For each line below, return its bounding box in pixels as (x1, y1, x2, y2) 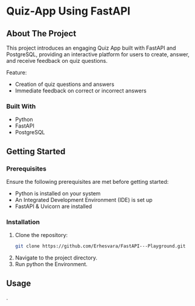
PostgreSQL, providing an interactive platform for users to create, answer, (6, 51, 190, 58)
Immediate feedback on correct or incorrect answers (14, 87, 147, 94)
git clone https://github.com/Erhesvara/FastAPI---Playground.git (14, 243, 186, 249)
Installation (6, 218, 40, 226)
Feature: (6, 69, 27, 76)
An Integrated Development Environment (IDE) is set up (14, 196, 153, 203)
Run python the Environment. (14, 261, 88, 268)
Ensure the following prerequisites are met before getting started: (6, 178, 169, 185)
